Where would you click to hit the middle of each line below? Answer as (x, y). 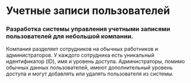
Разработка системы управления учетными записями (88, 29)
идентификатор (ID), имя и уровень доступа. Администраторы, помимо (95, 61)
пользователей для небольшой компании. (70, 36)
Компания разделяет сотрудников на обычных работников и (82, 49)
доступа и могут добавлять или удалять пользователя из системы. (90, 74)
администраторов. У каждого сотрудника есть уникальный (80, 55)
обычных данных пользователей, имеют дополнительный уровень (90, 68)
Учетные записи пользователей (88, 11)
